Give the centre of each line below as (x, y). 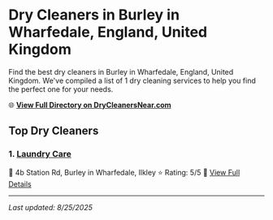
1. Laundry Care (40, 154)
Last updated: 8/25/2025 (51, 207)
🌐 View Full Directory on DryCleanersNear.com (90, 105)
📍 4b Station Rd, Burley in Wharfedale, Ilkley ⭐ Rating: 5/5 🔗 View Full (124, 172)
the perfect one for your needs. (61, 89)
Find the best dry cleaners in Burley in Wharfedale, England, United (121, 71)
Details (20, 183)
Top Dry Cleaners (54, 131)
